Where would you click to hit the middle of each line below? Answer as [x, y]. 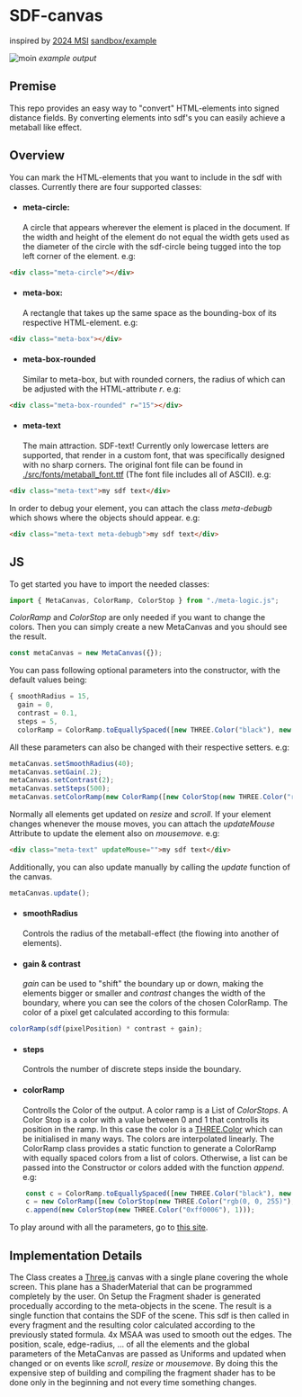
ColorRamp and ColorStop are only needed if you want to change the [138, 617]
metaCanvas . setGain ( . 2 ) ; [56, 772]
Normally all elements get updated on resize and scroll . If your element [140, 815]
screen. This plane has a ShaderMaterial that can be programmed [131, 1286]
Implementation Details [76, 1255]
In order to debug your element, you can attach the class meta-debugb [141, 508]
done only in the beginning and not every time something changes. [133, 1382]
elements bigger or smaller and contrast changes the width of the [144, 993]
